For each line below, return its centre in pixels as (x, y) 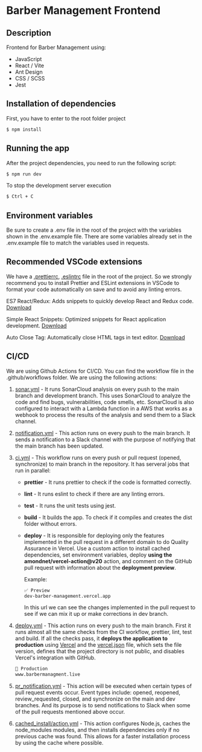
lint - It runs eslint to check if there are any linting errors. (94, 494)
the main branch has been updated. (59, 446)
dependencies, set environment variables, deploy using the (98, 555)
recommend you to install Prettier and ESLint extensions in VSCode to (93, 283)
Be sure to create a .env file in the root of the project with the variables (94, 230)
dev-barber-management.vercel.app (67, 596)
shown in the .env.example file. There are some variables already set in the (99, 237)
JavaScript (28, 59)
